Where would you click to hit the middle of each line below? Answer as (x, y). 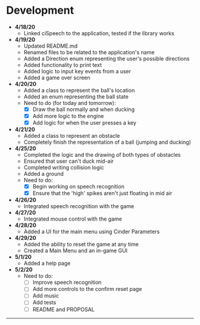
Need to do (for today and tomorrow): (70, 103)
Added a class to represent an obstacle (72, 136)
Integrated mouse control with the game (73, 219)
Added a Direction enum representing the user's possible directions (107, 58)
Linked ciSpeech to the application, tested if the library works (99, 33)
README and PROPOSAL (64, 309)
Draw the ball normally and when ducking (84, 109)
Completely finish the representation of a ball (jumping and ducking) (107, 142)
